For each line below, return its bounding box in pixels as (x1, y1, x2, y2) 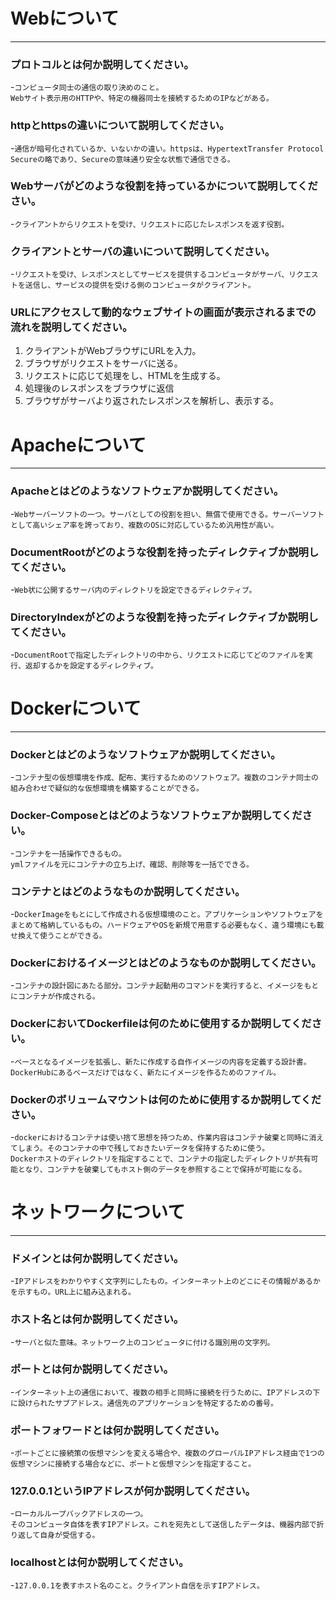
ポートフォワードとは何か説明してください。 (10, 1423, 225, 1437)
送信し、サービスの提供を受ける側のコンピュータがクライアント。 (24, 280, 256, 291)
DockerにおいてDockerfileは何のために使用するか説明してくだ (10, 1017, 312, 1031)
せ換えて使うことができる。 (10, 931, 107, 941)
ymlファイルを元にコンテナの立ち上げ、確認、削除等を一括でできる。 (10, 859, 255, 869)
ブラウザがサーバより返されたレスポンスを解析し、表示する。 (24, 395, 280, 407)
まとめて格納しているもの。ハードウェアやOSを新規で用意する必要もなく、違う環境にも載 (10, 920, 325, 931)
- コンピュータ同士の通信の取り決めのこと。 (10, 81, 164, 93)
